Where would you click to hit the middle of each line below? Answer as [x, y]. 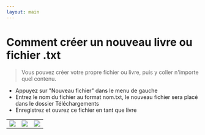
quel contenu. [39, 78]
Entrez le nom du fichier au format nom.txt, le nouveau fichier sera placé [106, 97]
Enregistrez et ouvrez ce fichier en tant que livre [76, 110]
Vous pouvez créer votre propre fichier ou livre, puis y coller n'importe [110, 72]
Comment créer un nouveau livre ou [99, 42]
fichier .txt [34, 55]
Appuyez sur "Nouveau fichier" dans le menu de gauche [86, 90]
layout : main [23, 12]
